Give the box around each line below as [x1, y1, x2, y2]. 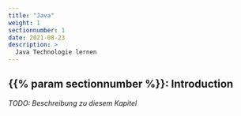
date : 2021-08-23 [8, 33, 66, 42]
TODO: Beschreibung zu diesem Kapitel [8, 98, 137, 107]
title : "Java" [8, 11, 55, 20]
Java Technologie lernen [15, 48, 97, 56]
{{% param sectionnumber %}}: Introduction [8, 77, 234, 91]
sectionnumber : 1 [8, 26, 66, 34]
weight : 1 [8, 19, 41, 27]
